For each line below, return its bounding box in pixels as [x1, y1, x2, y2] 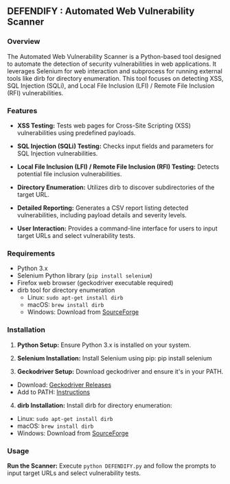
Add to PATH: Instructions [16, 387, 91, 396]
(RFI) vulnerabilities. [7, 88, 64, 97]
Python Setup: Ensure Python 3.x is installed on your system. [16, 341, 192, 349]
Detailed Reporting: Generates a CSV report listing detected [16, 204, 189, 212]
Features [7, 106, 38, 115]
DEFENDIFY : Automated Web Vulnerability [7, 5, 195, 17]
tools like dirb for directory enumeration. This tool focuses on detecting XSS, [7, 74, 224, 82]
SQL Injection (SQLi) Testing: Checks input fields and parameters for [16, 142, 214, 150]
